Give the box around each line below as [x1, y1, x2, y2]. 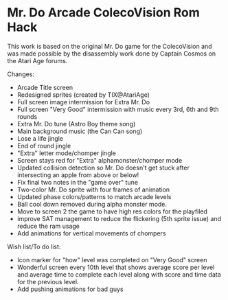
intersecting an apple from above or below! [16, 170, 139, 179]
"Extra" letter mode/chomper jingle [16, 149, 117, 157]
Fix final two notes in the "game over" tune [16, 178, 139, 186]
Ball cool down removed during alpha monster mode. [16, 200, 167, 208]
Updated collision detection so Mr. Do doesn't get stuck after [16, 163, 190, 172]
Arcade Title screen [16, 83, 73, 91]
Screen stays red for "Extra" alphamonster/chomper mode [16, 156, 183, 164]
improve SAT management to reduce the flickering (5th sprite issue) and [16, 214, 222, 222]
